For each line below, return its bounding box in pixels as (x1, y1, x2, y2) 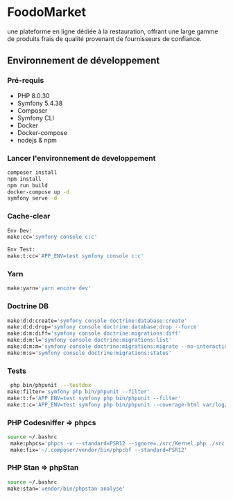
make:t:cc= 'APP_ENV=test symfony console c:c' (7, 253, 144, 260)
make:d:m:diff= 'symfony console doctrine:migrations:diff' (7, 330, 182, 338)
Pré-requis (7, 76, 44, 86)
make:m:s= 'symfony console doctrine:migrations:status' (7, 349, 172, 356)
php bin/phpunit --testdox (10, 382, 92, 389)
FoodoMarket (7, 4, 87, 20)
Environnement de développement (7, 55, 160, 67)
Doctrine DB (7, 301, 49, 311)
